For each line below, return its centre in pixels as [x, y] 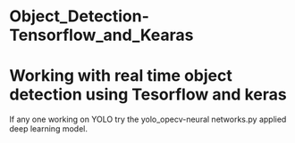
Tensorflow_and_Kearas [101, 35]
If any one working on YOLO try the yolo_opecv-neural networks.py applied [148, 119]
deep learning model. [48, 129]
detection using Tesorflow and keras [148, 95]
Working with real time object [121, 76]
